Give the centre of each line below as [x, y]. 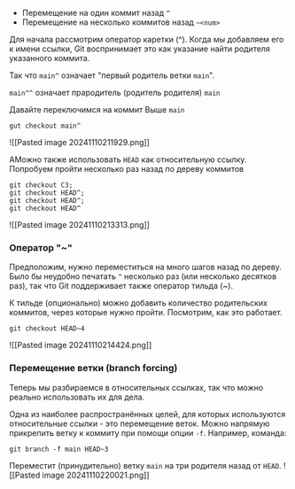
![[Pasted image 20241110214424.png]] [81, 345]
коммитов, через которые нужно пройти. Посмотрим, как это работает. [146, 313]
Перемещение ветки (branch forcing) [93, 369]
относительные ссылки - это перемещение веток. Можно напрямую [140, 423]
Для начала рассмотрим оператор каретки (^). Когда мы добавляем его [147, 39]
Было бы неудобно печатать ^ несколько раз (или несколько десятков [143, 276]
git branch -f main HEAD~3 [59, 449]
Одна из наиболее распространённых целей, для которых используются [147, 414]
